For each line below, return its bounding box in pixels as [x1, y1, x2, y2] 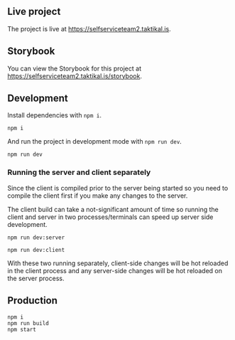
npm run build [7, 319, 50, 326]
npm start [7, 326, 37, 333]
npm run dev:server [7, 234, 65, 241]
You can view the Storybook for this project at [7, 64, 142, 73]
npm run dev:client [7, 246, 65, 253]
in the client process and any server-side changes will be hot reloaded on [7, 266, 222, 275]
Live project [7, 6, 61, 18]
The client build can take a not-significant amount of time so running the [7, 205, 219, 213]
